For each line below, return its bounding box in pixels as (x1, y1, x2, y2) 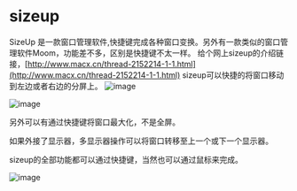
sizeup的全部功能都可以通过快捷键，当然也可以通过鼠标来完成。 (9, 154, 244, 164)
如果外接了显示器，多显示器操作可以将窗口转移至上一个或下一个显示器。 (9, 135, 273, 146)
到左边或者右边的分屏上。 (9, 80, 103, 91)
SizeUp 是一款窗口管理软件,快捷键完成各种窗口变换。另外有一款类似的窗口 (9, 36, 281, 47)
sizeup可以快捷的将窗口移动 (182, 69, 285, 80)
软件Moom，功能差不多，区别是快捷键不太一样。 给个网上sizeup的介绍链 (16, 47, 284, 58)
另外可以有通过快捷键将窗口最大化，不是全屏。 (9, 117, 180, 127)
